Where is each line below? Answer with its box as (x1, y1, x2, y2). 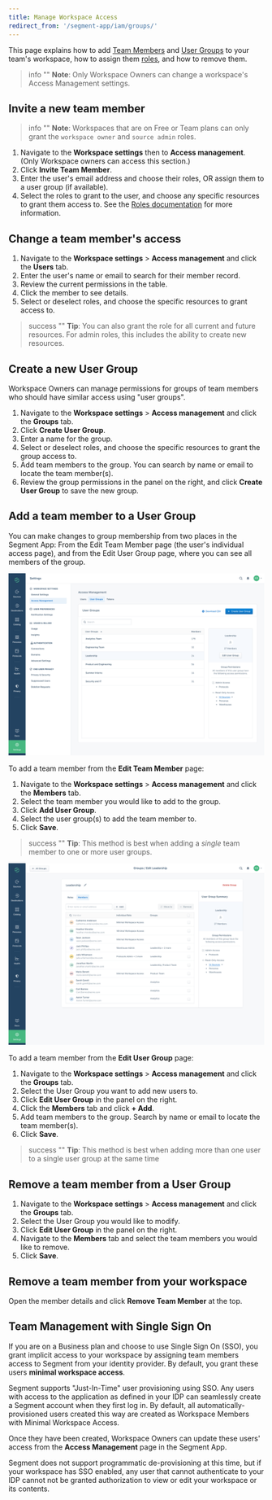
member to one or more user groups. (28, 847, 153, 857)
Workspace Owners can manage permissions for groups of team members (8, 383, 259, 393)
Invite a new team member (8, 102, 145, 116)
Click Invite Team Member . (19, 165, 112, 175)
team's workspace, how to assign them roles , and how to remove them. (8, 54, 248, 63)
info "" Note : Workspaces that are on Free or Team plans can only (28, 123, 249, 133)
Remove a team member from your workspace (8, 1275, 248, 1288)
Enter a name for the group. (19, 434, 113, 444)
